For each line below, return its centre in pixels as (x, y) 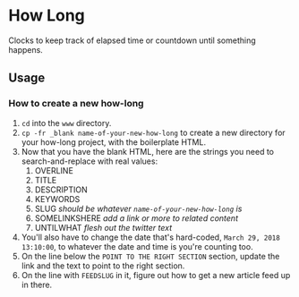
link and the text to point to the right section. (103, 266)
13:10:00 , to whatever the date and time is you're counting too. (137, 246)
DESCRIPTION (61, 190)
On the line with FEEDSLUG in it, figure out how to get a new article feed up (156, 275)
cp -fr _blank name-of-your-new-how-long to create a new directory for (153, 132)
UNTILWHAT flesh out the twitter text (103, 227)
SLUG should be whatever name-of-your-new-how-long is (138, 208)
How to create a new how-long (76, 104)
